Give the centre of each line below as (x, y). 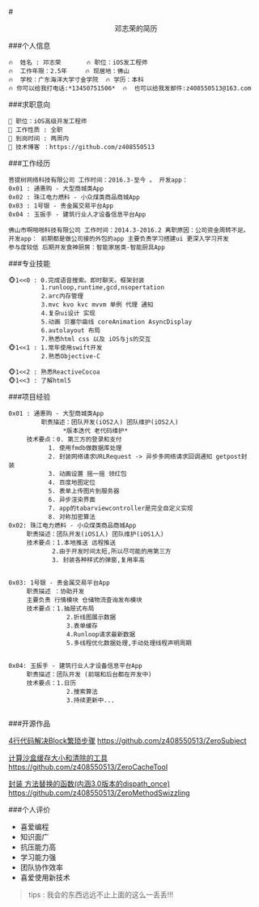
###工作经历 (30, 163)
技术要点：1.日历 (51, 683)
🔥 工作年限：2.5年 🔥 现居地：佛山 (69, 71)
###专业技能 (30, 263)
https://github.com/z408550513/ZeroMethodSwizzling (99, 793)
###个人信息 (30, 45)
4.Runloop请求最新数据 (101, 635)
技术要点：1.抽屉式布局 (60, 609)
